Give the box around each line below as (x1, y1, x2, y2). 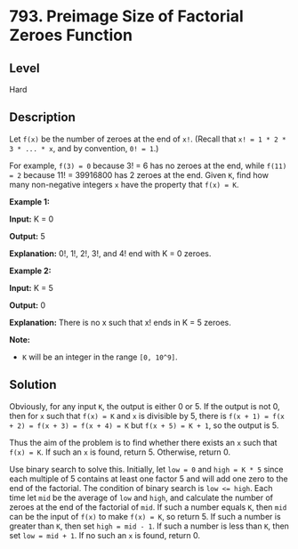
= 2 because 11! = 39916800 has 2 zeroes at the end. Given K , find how (9, 169, 270, 180)
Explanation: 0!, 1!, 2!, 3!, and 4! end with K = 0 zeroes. (9, 247, 212, 259)
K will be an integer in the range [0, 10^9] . (21, 351, 178, 362)
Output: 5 (9, 230, 46, 241)
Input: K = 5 (9, 282, 53, 293)
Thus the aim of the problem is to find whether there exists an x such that (9, 437, 278, 448)
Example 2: (9, 265, 52, 276)
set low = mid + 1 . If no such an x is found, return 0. (9, 529, 200, 540)
